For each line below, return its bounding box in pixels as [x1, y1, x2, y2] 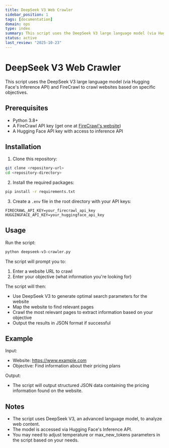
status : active [5, 36, 37, 41]
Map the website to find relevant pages [12, 303, 94, 310]
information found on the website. [12, 388, 83, 394]
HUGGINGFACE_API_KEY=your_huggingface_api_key [5, 212, 105, 217]
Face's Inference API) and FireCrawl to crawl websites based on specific [5, 84, 156, 90]
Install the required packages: [12, 179, 74, 185]
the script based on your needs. [12, 437, 79, 443]
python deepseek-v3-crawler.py [5, 249, 71, 254]
